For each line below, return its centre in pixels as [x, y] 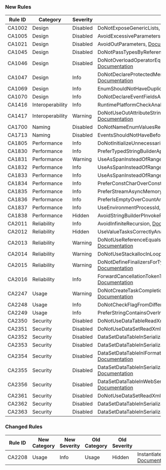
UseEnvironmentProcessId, [129, 208]
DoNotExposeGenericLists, [129, 28]
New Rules [18, 7]
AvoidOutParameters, [122, 44]
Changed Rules [24, 427]
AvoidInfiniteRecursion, [124, 224]
